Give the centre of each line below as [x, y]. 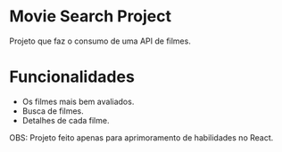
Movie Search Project [91, 16]
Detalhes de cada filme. [66, 120]
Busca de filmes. [53, 111]
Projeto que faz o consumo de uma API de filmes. [100, 41]
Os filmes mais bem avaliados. [78, 101]
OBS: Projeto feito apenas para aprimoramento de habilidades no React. [141, 137]
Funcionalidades [72, 77]
